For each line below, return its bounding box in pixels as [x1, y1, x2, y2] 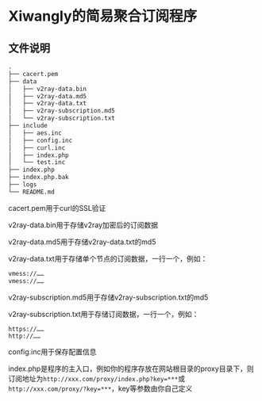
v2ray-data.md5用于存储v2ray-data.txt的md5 [8, 237, 156, 246]
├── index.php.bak [8, 174, 69, 181]
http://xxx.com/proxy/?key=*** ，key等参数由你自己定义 [8, 384, 193, 393]
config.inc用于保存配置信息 [8, 346, 97, 357]
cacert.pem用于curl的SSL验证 [8, 203, 106, 212]
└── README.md [8, 188, 56, 196]
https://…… [8, 325, 44, 333]
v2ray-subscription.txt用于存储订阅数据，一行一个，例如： [8, 309, 199, 319]
